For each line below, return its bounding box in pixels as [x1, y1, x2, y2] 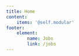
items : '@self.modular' [16, 19, 75, 25]
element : [16, 30, 38, 36]
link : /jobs [27, 41, 57, 47]
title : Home [6, 8, 35, 15]
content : [6, 14, 28, 20]
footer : [6, 24, 25, 31]
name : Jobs [27, 36, 54, 41]
